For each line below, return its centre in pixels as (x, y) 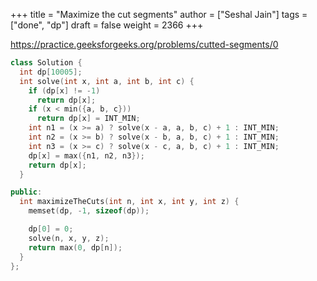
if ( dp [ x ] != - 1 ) (64, 90)
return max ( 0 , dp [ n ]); (75, 247)
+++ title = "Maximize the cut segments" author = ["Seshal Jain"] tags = (159, 14)
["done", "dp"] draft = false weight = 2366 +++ (107, 25)
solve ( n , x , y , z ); (69, 238)
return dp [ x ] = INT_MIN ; (88, 119)
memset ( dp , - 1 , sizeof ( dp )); (89, 211)
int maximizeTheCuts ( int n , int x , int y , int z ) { (129, 202)
